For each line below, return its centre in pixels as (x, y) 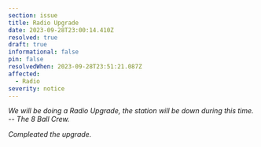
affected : (24, 74)
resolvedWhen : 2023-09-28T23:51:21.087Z (75, 67)
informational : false (44, 52)
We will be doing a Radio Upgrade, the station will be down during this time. (131, 111)
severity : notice (37, 88)
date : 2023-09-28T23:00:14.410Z (61, 30)
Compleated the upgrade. (50, 134)
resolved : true (33, 37)
